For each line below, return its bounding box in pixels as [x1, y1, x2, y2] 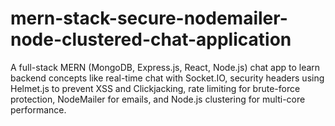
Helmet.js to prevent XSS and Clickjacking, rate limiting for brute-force [10, 82, 301, 94]
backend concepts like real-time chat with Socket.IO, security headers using [10, 72, 325, 84]
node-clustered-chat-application [10, 28, 292, 51]
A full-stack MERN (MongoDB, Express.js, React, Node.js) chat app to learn [10, 61, 321, 73]
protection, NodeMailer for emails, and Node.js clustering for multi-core [10, 93, 306, 105]
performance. [10, 103, 67, 116]
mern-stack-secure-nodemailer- [10, 7, 288, 30]
